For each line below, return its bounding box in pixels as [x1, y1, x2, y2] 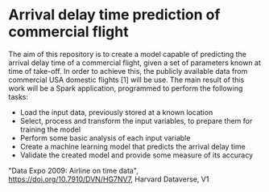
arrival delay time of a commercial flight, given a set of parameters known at [8, 58, 262, 67]
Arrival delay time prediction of [8, 6, 221, 24]
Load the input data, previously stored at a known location [19, 107, 213, 117]
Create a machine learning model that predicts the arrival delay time [19, 141, 246, 151]
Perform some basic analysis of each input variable [19, 133, 191, 142]
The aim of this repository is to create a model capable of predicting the [8, 49, 247, 59]
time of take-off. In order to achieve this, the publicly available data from [8, 66, 248, 76]
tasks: [8, 92, 29, 101]
